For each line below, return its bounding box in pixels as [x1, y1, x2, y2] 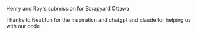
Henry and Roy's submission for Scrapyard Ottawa [6, 5, 130, 12]
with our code [6, 23, 40, 29]
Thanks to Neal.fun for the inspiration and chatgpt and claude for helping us [6, 16, 191, 23]
